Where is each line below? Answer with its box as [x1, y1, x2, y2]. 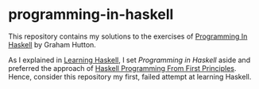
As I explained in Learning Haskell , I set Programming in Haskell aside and [8, 55, 251, 65]
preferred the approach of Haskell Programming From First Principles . [8, 63, 237, 72]
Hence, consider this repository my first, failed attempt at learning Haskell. [8, 72, 252, 81]
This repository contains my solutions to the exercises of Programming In [8, 32, 248, 41]
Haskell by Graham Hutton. [8, 39, 97, 49]
